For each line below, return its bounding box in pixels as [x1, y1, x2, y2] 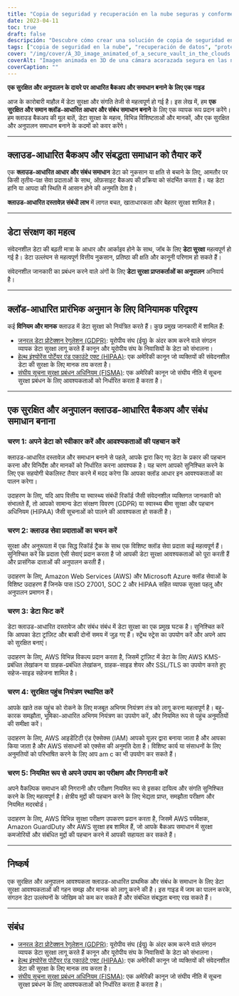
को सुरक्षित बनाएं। [7, 639, 48, 647]
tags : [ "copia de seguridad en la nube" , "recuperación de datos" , [7, 43, 212, 51]
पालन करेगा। [7, 477, 38, 486]
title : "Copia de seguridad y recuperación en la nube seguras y [7, 10, 205, 18]
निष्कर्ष [7, 858, 29, 871]
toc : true [7, 24, 37, 31]
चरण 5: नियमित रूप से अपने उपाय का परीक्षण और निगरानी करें [7, 768, 168, 778]
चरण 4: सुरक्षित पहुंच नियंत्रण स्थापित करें [7, 687, 114, 697]
